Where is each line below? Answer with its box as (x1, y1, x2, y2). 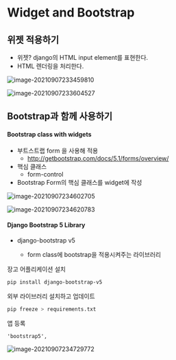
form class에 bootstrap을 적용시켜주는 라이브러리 (27, 250, 162, 258)
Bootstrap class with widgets (7, 130, 92, 138)
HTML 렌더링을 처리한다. (16, 62, 84, 70)
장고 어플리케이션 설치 (7, 265, 66, 273)
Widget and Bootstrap (7, 5, 135, 21)
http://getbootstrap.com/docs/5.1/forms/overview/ (27, 154, 169, 162)
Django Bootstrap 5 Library (7, 221, 86, 229)
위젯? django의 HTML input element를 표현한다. (16, 54, 149, 61)
